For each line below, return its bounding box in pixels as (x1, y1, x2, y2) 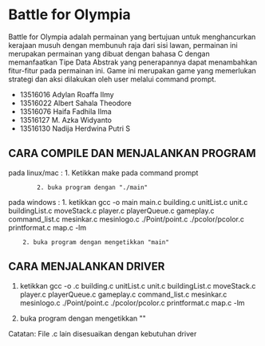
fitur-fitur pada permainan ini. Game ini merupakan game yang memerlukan (8, 65, 257, 75)
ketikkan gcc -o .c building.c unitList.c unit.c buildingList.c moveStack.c (19, 281, 256, 290)
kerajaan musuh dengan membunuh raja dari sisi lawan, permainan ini (8, 40, 238, 49)
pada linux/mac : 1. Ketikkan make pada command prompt (8, 167, 199, 177)
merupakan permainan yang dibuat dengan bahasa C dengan (8, 49, 210, 58)
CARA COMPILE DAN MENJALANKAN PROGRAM (8, 147, 256, 160)
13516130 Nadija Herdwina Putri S (19, 124, 131, 133)
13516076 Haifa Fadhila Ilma (19, 106, 112, 116)
